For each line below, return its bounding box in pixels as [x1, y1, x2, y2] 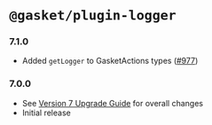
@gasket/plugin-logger [9, 7, 177, 24]
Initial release [21, 107, 71, 118]
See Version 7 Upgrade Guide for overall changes [21, 98, 204, 108]
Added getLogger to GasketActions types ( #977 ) [21, 56, 199, 66]
